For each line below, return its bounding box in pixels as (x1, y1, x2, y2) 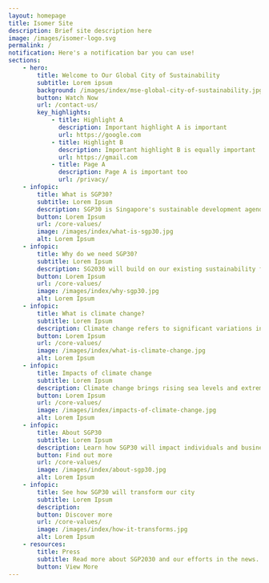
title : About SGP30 (37, 428, 102, 436)
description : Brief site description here (8, 26, 152, 34)
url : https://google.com (58, 131, 142, 139)
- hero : (22, 64, 48, 72)
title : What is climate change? (37, 309, 146, 317)
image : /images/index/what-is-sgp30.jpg (37, 227, 174, 236)
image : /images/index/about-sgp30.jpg (37, 466, 167, 474)
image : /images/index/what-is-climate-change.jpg (37, 347, 206, 355)
